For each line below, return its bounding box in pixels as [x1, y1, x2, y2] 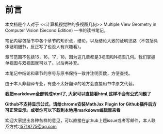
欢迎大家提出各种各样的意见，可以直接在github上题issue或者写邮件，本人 [5, 117, 152, 123]
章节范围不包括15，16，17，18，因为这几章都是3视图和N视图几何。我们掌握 [5, 54, 156, 60]
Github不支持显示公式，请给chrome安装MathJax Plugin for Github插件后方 [5, 101, 157, 107]
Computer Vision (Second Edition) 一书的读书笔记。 [5, 27, 108, 33]
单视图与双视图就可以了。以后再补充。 [5, 60, 81, 66]
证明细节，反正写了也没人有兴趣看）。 [9, 44, 84, 49]
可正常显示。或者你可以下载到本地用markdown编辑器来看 [5, 107, 121, 113]
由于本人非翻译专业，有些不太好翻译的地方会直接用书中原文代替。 [5, 80, 137, 86]
